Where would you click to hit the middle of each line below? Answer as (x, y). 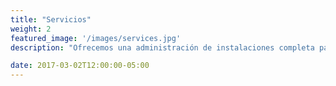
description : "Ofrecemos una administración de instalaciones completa (162, 47)
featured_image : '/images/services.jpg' (96, 38)
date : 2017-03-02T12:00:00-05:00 (80, 66)
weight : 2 (31, 29)
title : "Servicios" (51, 19)
